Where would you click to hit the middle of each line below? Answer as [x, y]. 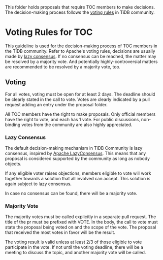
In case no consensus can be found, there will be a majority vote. [71, 194]
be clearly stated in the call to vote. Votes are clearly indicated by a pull [78, 99]
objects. [13, 164]
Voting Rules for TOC [49, 32]
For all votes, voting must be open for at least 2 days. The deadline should [80, 94]
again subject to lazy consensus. [38, 184]
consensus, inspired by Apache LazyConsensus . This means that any [76, 153]
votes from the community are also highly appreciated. [77, 125]
